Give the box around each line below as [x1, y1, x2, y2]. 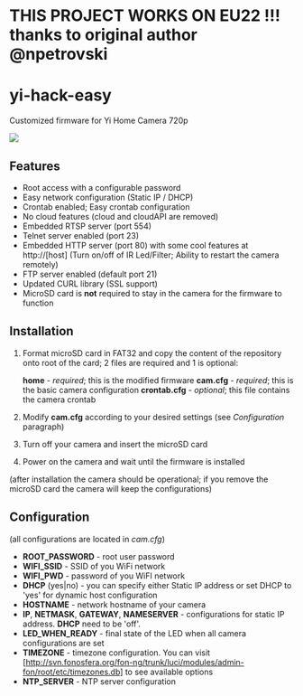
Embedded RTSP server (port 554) [22, 221, 151, 231]
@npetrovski [9, 44, 108, 64]
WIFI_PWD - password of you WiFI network [22, 570, 186, 581]
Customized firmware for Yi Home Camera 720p [9, 115, 188, 127]
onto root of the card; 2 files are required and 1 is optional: [22, 357, 239, 368]
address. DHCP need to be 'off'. [22, 618, 142, 629]
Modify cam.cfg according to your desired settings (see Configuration [22, 411, 285, 422]
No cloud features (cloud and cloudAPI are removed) [22, 211, 219, 221]
